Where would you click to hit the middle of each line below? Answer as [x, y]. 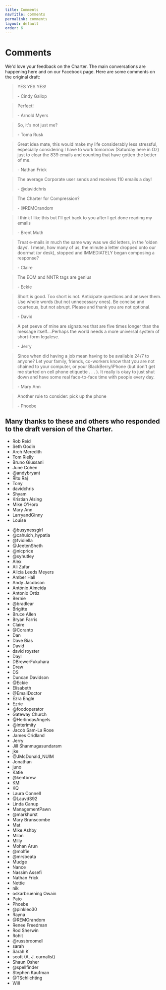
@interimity [24, 725]
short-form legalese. [38, 337]
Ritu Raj [20, 478]
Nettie [19, 883]
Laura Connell [27, 793]
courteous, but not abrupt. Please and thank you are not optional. [84, 307]
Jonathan [22, 761]
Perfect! [25, 106]
